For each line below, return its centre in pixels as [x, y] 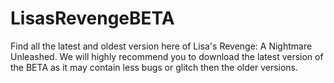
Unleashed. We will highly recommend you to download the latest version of [167, 56]
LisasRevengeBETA [92, 18]
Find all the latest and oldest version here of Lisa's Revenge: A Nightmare [161, 46]
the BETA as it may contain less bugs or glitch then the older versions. [154, 67]
